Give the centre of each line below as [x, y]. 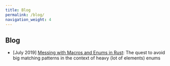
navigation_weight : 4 [28, 19]
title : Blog [18, 10]
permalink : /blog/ [25, 15]
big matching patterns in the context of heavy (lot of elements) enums [87, 58]
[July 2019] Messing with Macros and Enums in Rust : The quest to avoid [89, 53]
